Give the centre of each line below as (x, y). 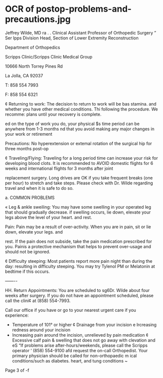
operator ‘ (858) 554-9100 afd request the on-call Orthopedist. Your (80, 350)
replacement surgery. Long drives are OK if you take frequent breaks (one (79, 178)
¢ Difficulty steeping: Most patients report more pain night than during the (79, 261)
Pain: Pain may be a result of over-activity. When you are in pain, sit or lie (78, 227)
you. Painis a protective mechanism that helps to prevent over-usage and (78, 246)
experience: (17, 315)
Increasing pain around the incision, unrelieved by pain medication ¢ (80, 335)
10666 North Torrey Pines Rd (34, 66)
